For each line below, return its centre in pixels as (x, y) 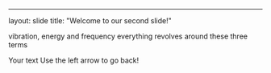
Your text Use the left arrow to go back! (74, 60)
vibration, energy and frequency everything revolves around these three (128, 36)
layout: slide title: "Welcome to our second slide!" (90, 20)
